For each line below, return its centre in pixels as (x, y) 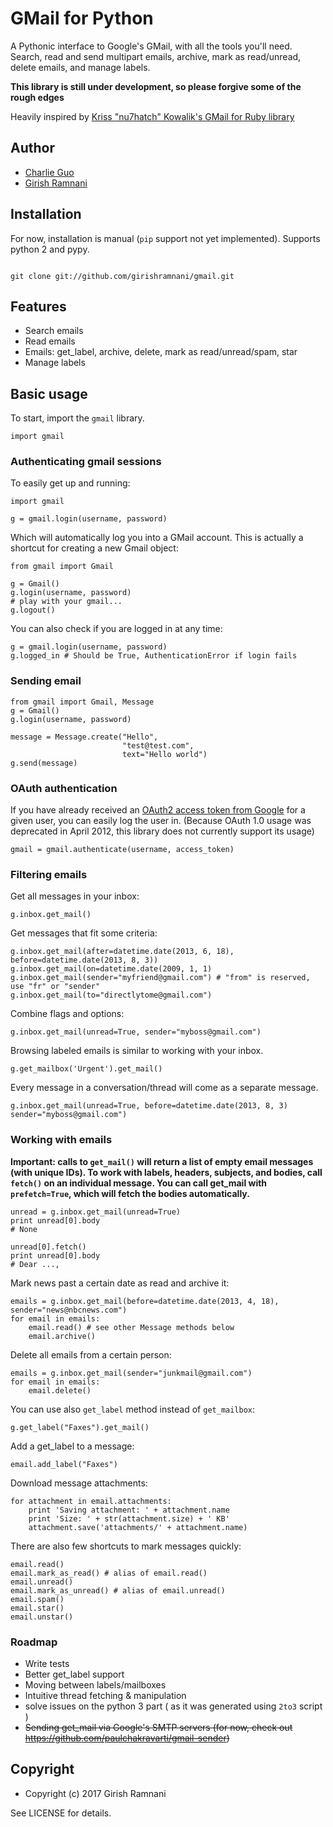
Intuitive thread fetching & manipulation (105, 1695)
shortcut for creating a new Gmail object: (94, 548)
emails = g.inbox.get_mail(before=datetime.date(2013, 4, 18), (145, 1301)
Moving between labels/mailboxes (95, 1684)
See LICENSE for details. (61, 1813)
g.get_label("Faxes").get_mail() (80, 1427)
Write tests (47, 1663)
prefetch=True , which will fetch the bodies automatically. (130, 1193)
